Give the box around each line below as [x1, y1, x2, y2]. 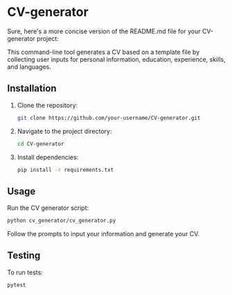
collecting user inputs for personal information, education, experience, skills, [7, 55, 226, 63]
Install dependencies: [17, 153, 79, 161]
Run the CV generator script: [7, 204, 89, 212]
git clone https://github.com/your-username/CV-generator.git [17, 114, 201, 121]
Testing [7, 250, 41, 262]
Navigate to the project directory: [17, 127, 112, 135]
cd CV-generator [17, 140, 64, 147]
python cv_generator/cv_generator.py [7, 217, 116, 224]
